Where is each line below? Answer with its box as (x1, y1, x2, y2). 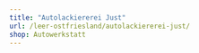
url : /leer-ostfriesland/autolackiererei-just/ (9, 22, 191, 31)
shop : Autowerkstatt (9, 30, 87, 39)
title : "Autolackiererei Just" (9, 13, 126, 22)
